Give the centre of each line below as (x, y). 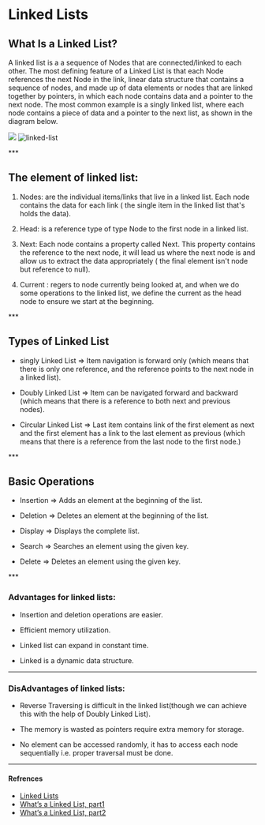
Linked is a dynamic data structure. (77, 660)
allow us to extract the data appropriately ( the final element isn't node (134, 261)
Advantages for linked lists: (62, 598)
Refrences (26, 778)
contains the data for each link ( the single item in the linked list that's (132, 205)
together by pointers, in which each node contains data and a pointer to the (131, 96)
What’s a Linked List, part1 (62, 804)
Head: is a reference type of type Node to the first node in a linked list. (134, 229)
